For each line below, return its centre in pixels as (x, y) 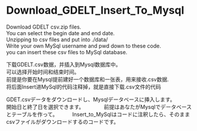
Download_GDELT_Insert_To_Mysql (95, 10)
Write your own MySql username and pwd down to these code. (84, 46)
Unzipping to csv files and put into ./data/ (57, 39)
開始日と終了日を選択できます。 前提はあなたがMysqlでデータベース (99, 107)
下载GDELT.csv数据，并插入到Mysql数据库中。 (64, 64)
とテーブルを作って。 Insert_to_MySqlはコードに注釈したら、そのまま (98, 114)
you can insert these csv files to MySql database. (67, 52)
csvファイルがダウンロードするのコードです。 (61, 121)
